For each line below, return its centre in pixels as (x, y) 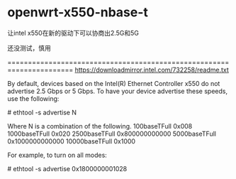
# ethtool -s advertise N (42, 112)
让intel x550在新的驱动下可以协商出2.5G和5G (73, 33)
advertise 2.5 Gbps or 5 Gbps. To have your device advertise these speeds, (118, 91)
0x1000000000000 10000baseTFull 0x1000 (72, 141)
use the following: (33, 98)
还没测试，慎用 (29, 48)
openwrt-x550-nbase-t (78, 12)
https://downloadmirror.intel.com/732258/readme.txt (152, 70)
